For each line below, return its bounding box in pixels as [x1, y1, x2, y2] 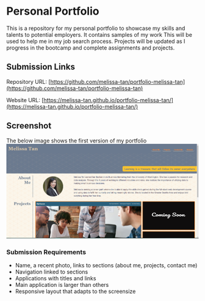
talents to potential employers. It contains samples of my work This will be [6, 31, 192, 38]
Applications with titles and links [15, 275, 96, 282]
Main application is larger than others [15, 281, 109, 289]
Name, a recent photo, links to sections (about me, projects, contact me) [15, 262, 198, 269]
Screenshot [6, 121, 52, 131]
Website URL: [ [6, 96, 44, 103]
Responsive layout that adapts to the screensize [15, 288, 136, 295]
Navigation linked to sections [15, 268, 88, 276]
